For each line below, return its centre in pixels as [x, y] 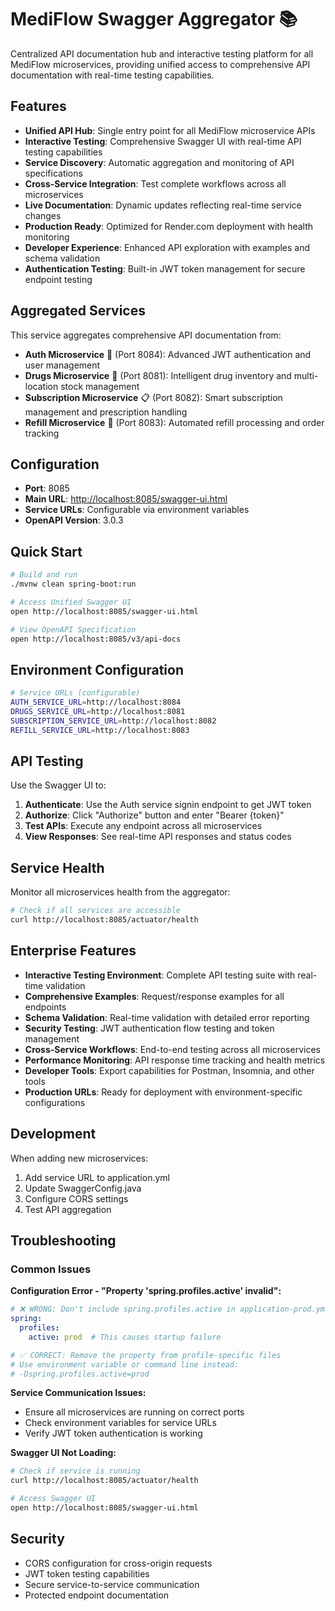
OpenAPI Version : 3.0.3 [74, 520]
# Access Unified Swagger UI [71, 602]
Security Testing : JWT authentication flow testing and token [149, 1028]
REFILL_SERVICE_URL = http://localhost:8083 [100, 730]
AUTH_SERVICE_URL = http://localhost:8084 [96, 702]
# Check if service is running [75, 1471]
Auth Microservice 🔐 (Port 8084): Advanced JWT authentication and [168, 354]
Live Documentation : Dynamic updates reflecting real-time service [163, 205]
